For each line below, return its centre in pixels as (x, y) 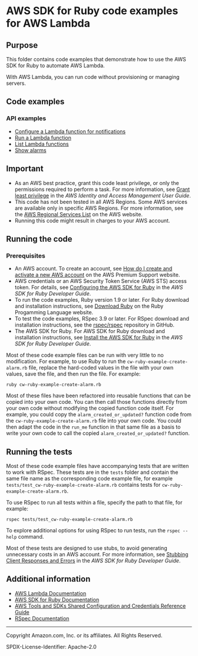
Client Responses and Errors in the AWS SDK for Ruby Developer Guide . (93, 561)
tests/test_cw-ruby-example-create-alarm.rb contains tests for (83, 485)
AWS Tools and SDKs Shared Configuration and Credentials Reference (100, 606)
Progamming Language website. (54, 312)
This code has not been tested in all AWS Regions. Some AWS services (101, 202)
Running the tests (39, 452)
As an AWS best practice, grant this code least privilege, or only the (97, 183)
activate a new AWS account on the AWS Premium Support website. (97, 275)
